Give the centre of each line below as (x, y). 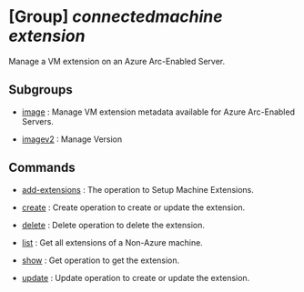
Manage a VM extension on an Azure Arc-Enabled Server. (117, 61)
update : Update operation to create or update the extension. (136, 277)
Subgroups (41, 90)
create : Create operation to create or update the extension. (133, 207)
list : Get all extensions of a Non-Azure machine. (112, 242)
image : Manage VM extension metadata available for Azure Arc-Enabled (158, 112)
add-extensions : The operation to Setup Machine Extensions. (137, 189)
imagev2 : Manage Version (72, 139)
